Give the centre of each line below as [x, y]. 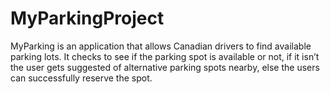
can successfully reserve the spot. [81, 78]
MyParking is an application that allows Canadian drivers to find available [161, 46]
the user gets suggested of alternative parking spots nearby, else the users [165, 67]
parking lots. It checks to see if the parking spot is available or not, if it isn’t [165, 56]
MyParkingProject [87, 18]
